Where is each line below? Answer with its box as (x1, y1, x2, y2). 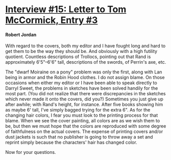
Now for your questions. (5, 149, 56, 155)
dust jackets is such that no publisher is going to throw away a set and (5, 134, 153, 140)
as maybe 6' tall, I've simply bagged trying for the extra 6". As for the (5, 107, 151, 113)
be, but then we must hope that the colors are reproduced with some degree (5, 123, 166, 129)
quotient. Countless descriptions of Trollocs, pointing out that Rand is (5, 54, 151, 60)
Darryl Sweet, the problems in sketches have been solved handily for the (5, 85, 158, 91)
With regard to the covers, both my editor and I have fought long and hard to (5, 43, 166, 49)
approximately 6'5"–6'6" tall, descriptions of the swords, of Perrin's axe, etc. (5, 59, 166, 65)
